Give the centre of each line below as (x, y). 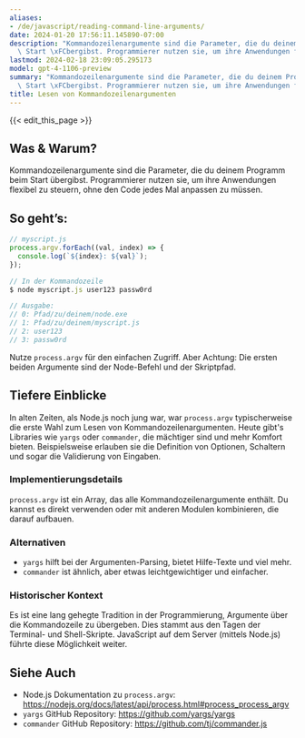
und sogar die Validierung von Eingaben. (85, 456)
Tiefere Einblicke (58, 395)
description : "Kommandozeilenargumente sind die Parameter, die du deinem (154, 43)
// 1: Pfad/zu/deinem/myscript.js (75, 323)
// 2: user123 (36, 331)
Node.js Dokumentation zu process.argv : (99, 695)
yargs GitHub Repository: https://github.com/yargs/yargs (129, 714)
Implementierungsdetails (66, 480)
